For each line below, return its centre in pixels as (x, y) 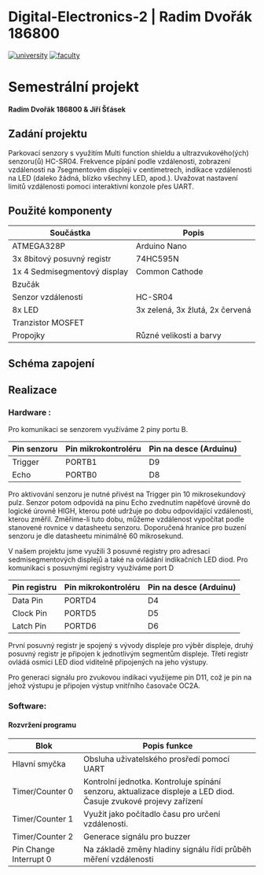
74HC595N (157, 259)
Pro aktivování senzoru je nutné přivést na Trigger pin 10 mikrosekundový (127, 494)
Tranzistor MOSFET (48, 323)
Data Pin (27, 601)
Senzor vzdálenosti (48, 297)
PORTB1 (81, 462)
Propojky (29, 335)
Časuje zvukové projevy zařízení (143, 801)
